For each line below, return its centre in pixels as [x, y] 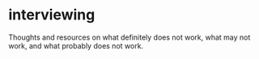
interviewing [52, 15]
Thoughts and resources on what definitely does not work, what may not [129, 37]
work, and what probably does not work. [76, 45]
